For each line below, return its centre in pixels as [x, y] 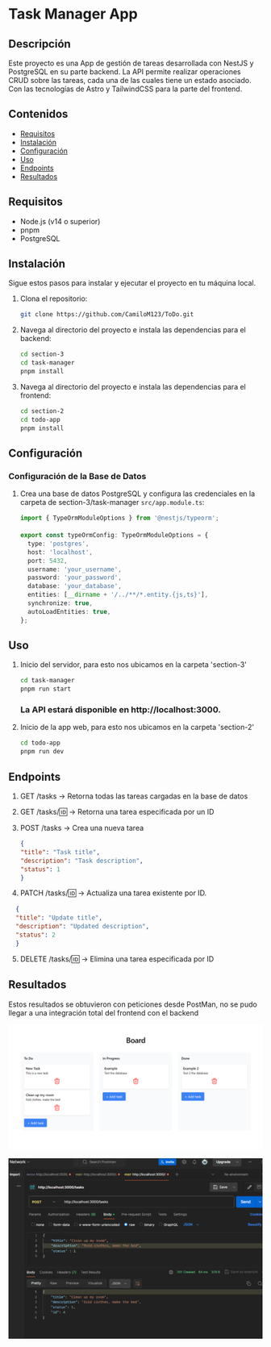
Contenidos [38, 114]
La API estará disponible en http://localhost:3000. [121, 710]
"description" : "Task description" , [81, 861]
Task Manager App [73, 14]
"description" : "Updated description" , [83, 927]
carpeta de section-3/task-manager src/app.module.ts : [112, 503]
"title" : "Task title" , [60, 852]
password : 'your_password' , [75, 578]
